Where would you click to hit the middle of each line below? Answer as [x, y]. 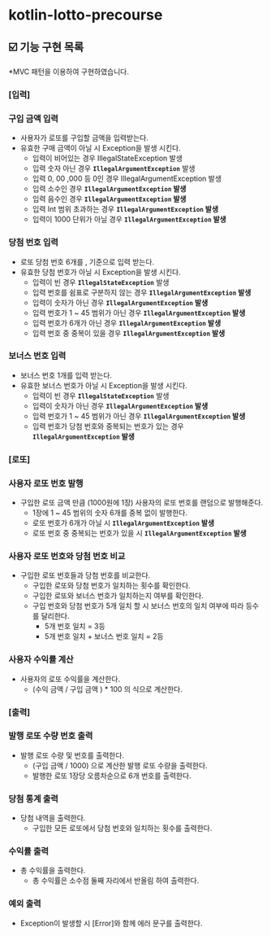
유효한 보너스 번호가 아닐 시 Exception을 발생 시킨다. [104, 385]
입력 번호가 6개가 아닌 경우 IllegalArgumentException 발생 [127, 322]
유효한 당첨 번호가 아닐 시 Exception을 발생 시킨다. [100, 272]
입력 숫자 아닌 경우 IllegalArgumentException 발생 [114, 168]
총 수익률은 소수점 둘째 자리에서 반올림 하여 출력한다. [116, 881]
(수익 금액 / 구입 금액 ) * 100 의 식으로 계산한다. [107, 689]
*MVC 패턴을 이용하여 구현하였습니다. [69, 72]
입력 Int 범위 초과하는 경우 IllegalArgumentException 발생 [125, 209]
